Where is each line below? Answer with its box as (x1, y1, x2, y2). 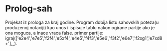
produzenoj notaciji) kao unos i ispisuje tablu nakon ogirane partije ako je (5, 24, 155, 30)
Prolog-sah (5, 3, 52, 14)
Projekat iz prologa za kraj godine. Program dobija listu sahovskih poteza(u (5, 19, 159, 25)
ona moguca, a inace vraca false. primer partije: (5, 30, 104, 36)
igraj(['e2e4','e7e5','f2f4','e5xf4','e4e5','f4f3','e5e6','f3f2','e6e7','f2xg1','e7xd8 (5, 35, 163, 41)
